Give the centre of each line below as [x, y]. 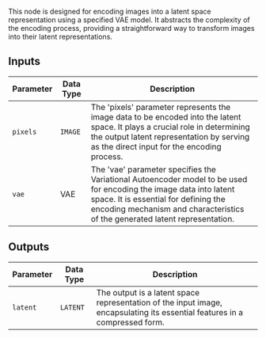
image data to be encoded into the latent [166, 116]
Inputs [25, 61]
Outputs [29, 247]
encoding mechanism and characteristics [167, 209]
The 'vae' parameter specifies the [153, 169]
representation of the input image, [160, 302]
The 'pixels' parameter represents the [161, 107]
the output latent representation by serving [170, 136]
